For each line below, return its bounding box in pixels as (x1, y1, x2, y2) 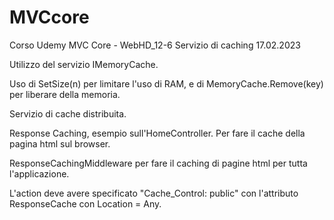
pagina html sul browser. (9, 137, 111, 150)
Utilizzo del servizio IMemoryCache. (9, 58, 159, 70)
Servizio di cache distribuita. (9, 107, 127, 120)
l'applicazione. (9, 167, 70, 180)
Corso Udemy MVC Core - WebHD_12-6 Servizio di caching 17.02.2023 (9, 39, 301, 51)
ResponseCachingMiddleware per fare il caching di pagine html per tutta (9, 157, 308, 169)
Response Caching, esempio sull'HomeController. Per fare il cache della (9, 127, 306, 139)
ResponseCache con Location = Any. (9, 197, 162, 210)
